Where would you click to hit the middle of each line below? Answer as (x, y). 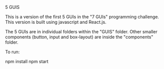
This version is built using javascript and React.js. (56, 22)
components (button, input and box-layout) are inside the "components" (79, 37)
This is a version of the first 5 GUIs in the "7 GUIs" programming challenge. (82, 17)
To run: (12, 52)
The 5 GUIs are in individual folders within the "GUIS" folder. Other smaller (82, 32)
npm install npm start (27, 61)
